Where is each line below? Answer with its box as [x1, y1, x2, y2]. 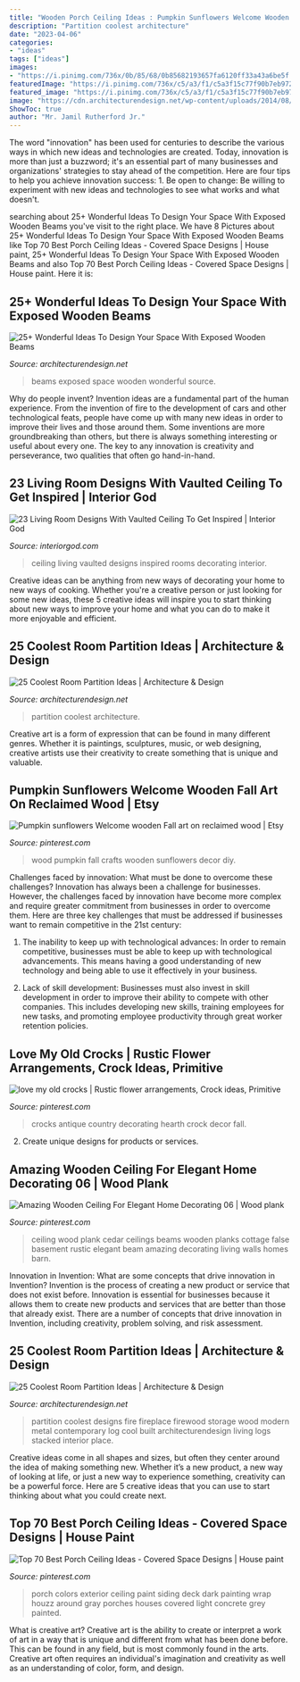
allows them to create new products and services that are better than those [9, 1299, 287, 1309]
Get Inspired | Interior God [9, 490, 157, 505]
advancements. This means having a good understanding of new [21, 956, 262, 967]
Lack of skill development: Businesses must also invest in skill [21, 983, 250, 994]
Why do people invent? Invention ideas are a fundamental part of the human [9, 393, 289, 404]
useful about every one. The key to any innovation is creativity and [9, 440, 254, 451]
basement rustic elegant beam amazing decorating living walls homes [30, 1244, 288, 1254]
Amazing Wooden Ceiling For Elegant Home [9, 1162, 257, 1177]
